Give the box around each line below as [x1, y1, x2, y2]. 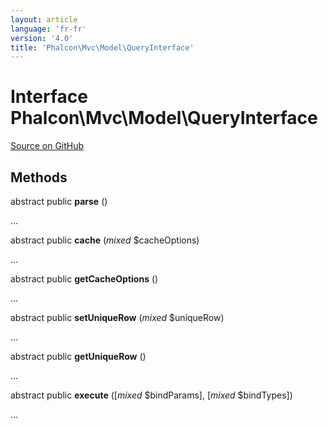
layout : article [10, 14, 78, 25]
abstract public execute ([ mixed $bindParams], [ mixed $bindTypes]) [10, 389, 293, 401]
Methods [10, 169, 68, 186]
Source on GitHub [10, 140, 85, 152]
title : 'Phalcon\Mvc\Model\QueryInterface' [10, 42, 195, 53]
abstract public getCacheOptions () [10, 273, 159, 285]
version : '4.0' [10, 33, 74, 43]
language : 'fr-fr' [10, 24, 87, 34]
